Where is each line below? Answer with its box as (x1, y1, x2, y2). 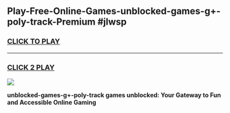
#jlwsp (97, 16, 127, 28)
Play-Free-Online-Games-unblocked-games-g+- (7, 5, 221, 17)
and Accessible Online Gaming (7, 98, 97, 106)
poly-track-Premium (7, 16, 96, 28)
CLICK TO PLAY (7, 37, 60, 47)
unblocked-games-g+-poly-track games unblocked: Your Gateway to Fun (7, 90, 221, 99)
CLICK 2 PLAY (7, 62, 55, 72)
